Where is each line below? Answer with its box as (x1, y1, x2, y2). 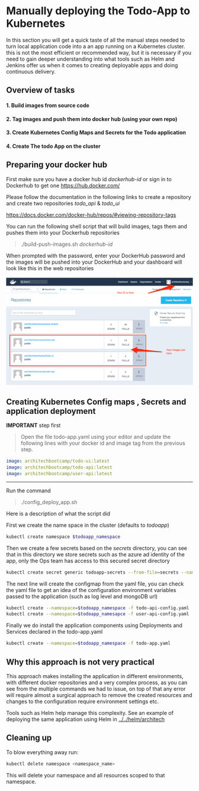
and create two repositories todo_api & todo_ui (6, 200, 120, 207)
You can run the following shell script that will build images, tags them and (6, 223, 188, 230)
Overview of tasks (6, 85, 75, 96)
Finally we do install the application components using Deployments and (6, 622, 182, 629)
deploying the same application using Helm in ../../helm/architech (6, 716, 165, 723)
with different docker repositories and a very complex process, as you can (6, 679, 188, 686)
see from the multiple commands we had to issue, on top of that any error (6, 685, 186, 692)
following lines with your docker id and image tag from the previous (20, 439, 185, 447)
